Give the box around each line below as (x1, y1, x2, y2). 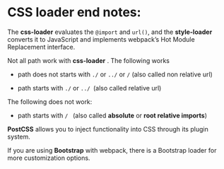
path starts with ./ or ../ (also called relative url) (17, 83, 162, 92)
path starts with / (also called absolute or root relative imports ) (17, 111, 207, 120)
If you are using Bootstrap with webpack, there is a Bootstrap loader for (7, 146, 217, 154)
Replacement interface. (7, 42, 76, 51)
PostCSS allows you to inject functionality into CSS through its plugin (7, 124, 208, 133)
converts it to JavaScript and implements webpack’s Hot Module (7, 35, 196, 43)
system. (7, 132, 30, 141)
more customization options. (7, 153, 90, 162)
